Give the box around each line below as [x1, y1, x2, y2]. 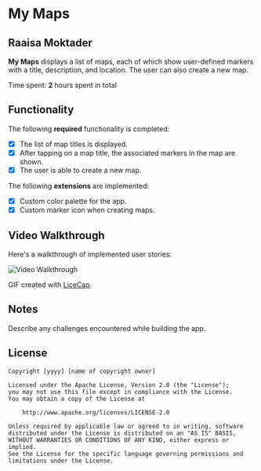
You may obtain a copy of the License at [8, 395, 146, 403]
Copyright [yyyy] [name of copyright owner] [8, 367, 156, 375]
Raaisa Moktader [8, 36, 92, 50]
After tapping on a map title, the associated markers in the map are [19, 148, 236, 157]
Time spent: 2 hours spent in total [8, 80, 118, 90]
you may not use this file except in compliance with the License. [8, 388, 234, 396]
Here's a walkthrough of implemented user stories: [8, 249, 172, 259]
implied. [8, 443, 37, 451]
